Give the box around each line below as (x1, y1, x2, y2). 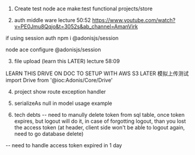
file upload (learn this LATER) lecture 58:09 (14, 58, 120, 64)
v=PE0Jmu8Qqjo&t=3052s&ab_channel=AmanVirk (14, 23, 138, 30)
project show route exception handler (14, 88, 106, 95)
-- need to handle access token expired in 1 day (5, 142, 122, 148)
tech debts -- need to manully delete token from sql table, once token (14, 111, 185, 118)
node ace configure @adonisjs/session (5, 46, 102, 53)
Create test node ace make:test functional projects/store (14, 5, 153, 12)
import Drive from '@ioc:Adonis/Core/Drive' (5, 77, 113, 83)
